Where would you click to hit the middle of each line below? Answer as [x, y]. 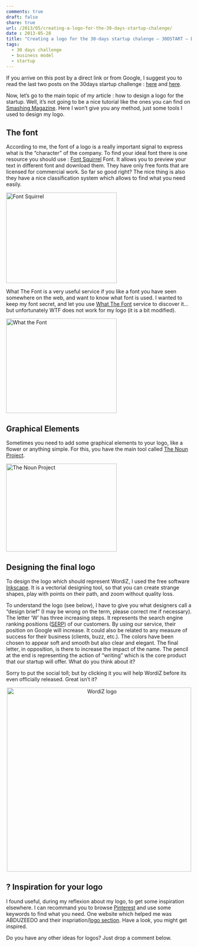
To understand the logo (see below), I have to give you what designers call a [99, 605]
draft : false [22, 17]
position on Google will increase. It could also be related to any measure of [97, 630]
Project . [16, 456]
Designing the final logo [51, 567]
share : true [21, 22]
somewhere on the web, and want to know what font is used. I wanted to [94, 298]
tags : [13, 45]
